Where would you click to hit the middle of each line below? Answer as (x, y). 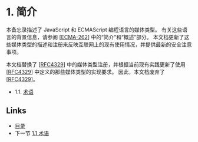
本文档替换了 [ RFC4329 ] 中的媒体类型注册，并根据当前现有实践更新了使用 (96, 64)
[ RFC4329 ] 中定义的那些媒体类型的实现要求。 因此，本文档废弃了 (85, 72)
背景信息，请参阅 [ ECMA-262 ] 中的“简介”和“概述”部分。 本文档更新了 (100, 37)
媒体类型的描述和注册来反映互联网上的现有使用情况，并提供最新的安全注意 (101, 44)
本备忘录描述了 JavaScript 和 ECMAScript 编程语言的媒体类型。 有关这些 (94, 30)
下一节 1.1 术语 (32, 133)
